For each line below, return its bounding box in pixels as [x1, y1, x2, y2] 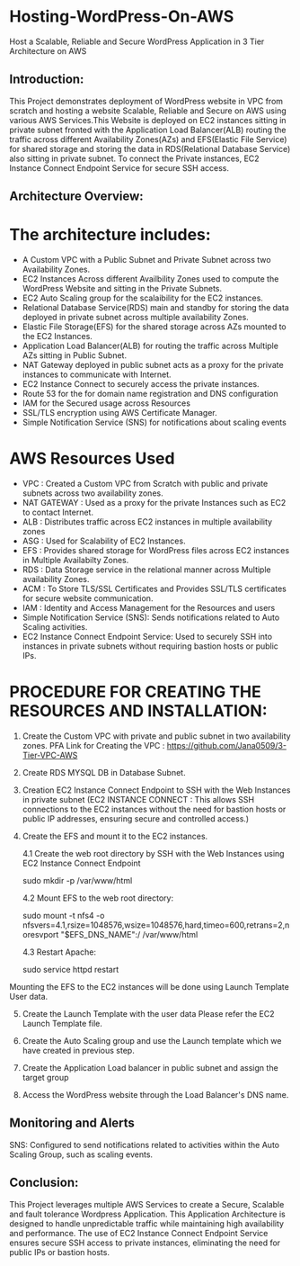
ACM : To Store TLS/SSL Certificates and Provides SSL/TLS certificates [22, 583, 287, 595]
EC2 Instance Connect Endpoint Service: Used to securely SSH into [22, 632, 272, 642]
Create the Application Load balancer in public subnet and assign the [22, 1062, 278, 1073]
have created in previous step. [22, 1045, 135, 1055]
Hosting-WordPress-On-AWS [9, 6, 234, 27]
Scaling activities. [22, 622, 88, 633]
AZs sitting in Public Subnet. [22, 350, 128, 361]
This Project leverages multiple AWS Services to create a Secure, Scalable [9, 1199, 285, 1209]
